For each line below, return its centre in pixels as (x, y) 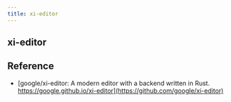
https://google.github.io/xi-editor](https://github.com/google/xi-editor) (120, 90)
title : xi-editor (33, 14)
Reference (31, 66)
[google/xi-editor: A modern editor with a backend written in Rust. (114, 83)
